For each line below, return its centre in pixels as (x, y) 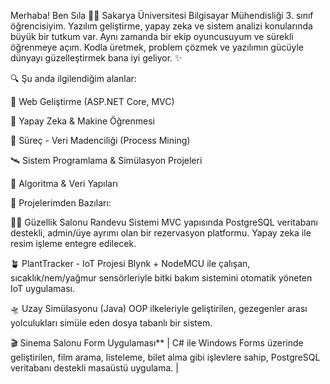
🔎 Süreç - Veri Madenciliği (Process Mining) (100, 140)
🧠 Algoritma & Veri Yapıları (64, 183)
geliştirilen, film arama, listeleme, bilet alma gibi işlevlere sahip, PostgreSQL (165, 357)
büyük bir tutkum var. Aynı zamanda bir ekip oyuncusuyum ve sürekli (152, 36)
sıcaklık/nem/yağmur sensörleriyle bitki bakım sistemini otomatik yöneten (161, 278)
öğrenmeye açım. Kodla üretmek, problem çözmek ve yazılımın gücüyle (157, 47)
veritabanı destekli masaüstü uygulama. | (94, 368)
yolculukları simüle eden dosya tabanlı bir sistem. (111, 323)
